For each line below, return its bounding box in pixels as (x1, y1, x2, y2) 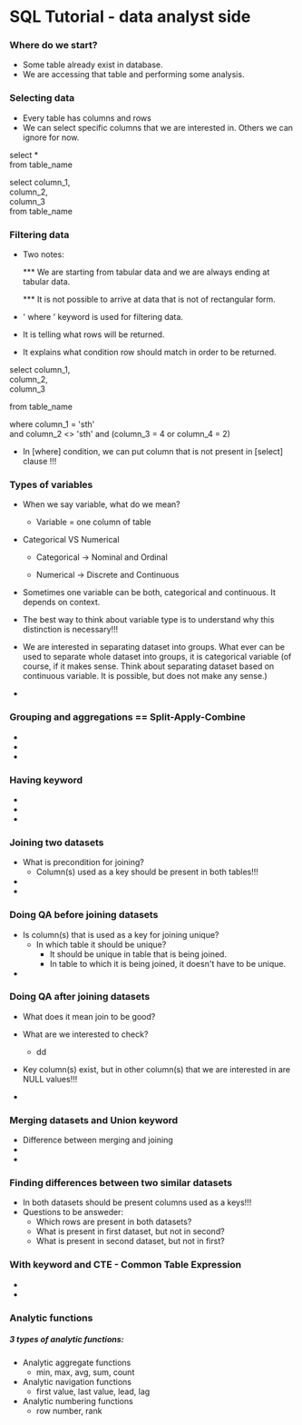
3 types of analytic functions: (9, 1334, 124, 1345)
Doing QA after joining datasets (9, 991, 151, 1003)
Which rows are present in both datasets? (35, 1216, 192, 1228)
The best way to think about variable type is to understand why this (22, 614, 275, 625)
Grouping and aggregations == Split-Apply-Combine (9, 711, 247, 723)
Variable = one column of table (35, 516, 151, 528)
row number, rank (35, 1405, 102, 1416)
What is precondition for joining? (22, 857, 145, 868)
